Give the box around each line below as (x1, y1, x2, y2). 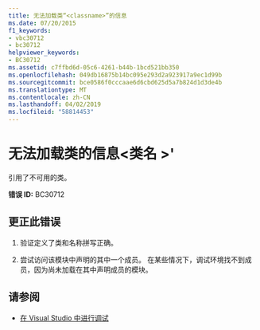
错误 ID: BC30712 (8, 189, 65, 199)
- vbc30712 (8, 33, 45, 42)
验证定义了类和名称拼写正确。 (19, 238, 118, 247)
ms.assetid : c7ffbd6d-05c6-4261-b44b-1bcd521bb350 (8, 64, 180, 72)
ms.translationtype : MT (8, 85, 87, 94)
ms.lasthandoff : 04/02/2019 (8, 100, 102, 108)
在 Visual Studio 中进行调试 (19, 312, 109, 323)
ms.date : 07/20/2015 (8, 19, 77, 27)
